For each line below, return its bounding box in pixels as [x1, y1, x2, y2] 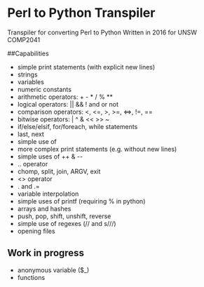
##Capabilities [7, 49, 49, 58]
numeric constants [17, 85, 72, 93]
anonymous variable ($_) [17, 265, 90, 274]
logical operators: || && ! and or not [17, 100, 119, 108]
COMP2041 [7, 35, 41, 44]
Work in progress [7, 247, 84, 259]
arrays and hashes [17, 204, 72, 213]
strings [17, 70, 38, 79]
